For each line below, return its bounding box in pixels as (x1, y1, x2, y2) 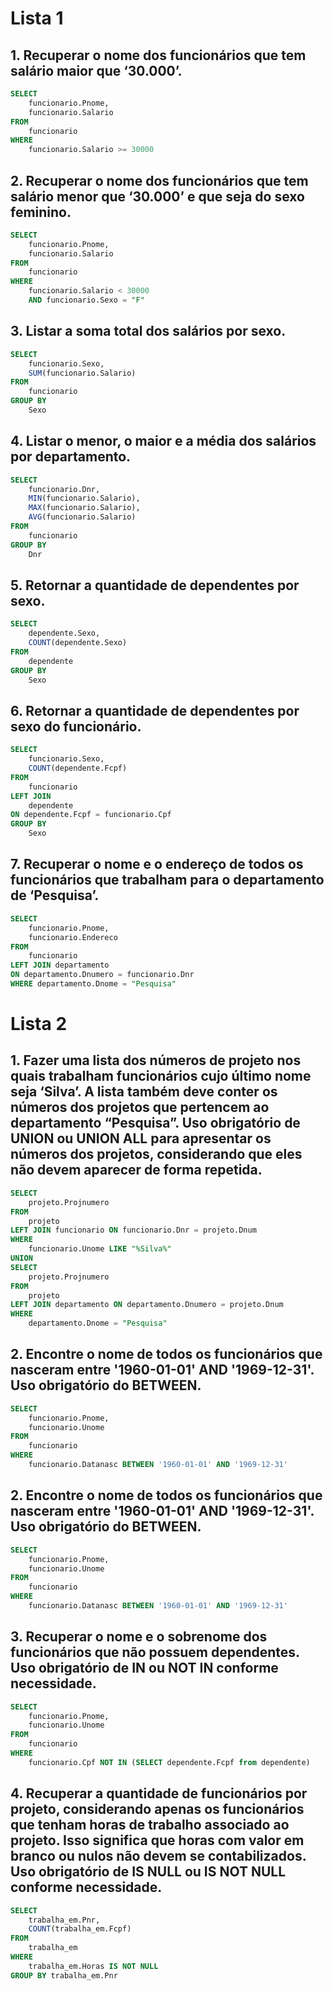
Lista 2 (10, 1013, 68, 1036)
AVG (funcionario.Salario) (28, 512, 137, 522)
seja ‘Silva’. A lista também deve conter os (10, 1083, 278, 1101)
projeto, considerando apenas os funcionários (10, 1801, 305, 1818)
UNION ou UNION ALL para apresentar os (10, 1130, 272, 1147)
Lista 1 (10, 7, 64, 30)
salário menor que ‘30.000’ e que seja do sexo (10, 188, 305, 205)
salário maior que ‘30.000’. (10, 62, 183, 79)
